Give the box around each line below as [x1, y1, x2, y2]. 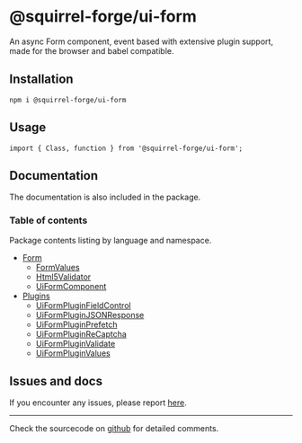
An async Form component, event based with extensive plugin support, [9, 36, 274, 47]
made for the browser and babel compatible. [9, 45, 174, 56]
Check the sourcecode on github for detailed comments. [9, 423, 219, 434]
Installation [9, 72, 74, 87]
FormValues [35, 261, 80, 272]
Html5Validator [35, 271, 92, 282]
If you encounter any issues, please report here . [9, 397, 187, 408]
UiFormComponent [35, 280, 107, 291]
